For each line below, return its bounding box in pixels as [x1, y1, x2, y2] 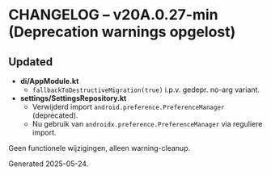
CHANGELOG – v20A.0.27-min [8, 6, 218, 24]
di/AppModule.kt [19, 77, 79, 85]
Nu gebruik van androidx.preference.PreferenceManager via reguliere [32, 119, 263, 128]
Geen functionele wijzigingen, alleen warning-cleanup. [8, 144, 191, 152]
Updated [8, 55, 53, 69]
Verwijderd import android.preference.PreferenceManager [32, 102, 225, 111]
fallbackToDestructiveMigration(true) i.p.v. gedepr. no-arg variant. [32, 85, 260, 94]
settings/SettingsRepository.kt [19, 94, 127, 102]
